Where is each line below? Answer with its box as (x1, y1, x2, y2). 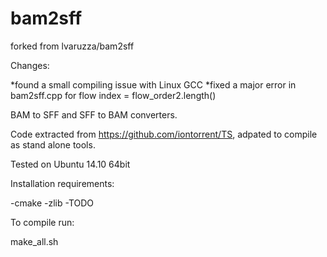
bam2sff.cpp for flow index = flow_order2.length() (10, 89, 217, 101)
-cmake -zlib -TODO (10, 197, 95, 209)
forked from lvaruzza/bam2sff (10, 40, 135, 52)
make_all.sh (10, 235, 59, 247)
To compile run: (10, 216, 75, 228)
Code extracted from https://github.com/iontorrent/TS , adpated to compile (10, 128, 318, 140)
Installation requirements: (10, 177, 115, 189)
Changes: (10, 59, 50, 71)
